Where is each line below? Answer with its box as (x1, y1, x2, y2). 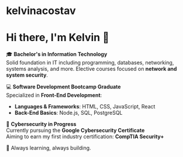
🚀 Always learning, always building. (6, 145, 92, 152)
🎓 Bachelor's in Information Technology (6, 51, 108, 58)
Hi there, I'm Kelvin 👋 (6, 31, 110, 45)
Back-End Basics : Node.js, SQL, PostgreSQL (14, 110, 123, 117)
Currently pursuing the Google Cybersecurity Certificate (6, 127, 145, 134)
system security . (6, 71, 49, 78)
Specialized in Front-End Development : (6, 92, 102, 99)
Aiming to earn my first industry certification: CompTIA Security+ (6, 133, 164, 140)
